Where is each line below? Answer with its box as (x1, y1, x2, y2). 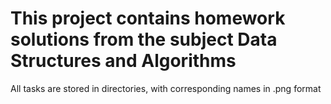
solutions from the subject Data (10, 28, 278, 51)
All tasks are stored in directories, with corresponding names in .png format (10, 82, 322, 94)
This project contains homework (10, 7, 286, 30)
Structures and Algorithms (10, 50, 237, 72)
